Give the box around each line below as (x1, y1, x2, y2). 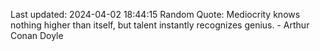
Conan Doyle (10, 30, 64, 41)
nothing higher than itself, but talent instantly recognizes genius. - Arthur (10, 19, 310, 31)
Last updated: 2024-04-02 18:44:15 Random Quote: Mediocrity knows (10, 9, 301, 20)
